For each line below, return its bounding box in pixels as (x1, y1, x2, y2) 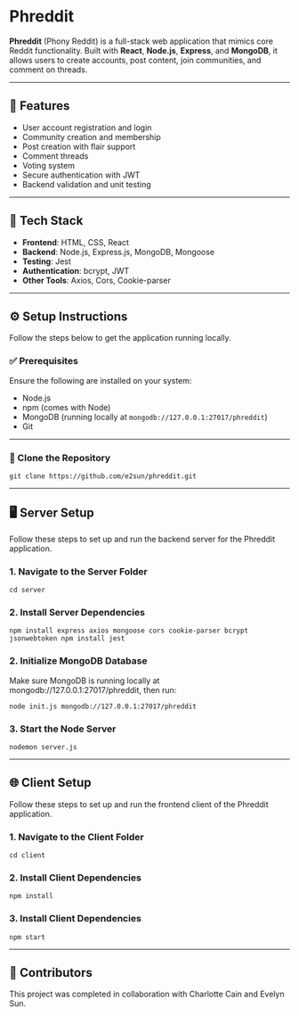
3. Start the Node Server (9, 723, 117, 735)
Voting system (21, 160, 76, 170)
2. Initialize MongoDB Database (9, 655, 148, 667)
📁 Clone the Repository (9, 451, 111, 464)
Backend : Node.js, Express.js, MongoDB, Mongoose (21, 246, 215, 257)
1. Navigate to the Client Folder (9, 830, 144, 843)
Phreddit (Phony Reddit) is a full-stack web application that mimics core (9, 36, 274, 46)
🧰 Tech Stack (9, 213, 84, 228)
